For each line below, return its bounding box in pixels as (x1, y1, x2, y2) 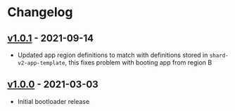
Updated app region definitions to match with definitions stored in (17, 51, 208, 59)
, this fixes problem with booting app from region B (65, 58, 212, 67)
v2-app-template (17, 60, 65, 67)
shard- (209, 52, 229, 59)
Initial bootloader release (17, 97, 90, 105)
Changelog (7, 4, 73, 20)
